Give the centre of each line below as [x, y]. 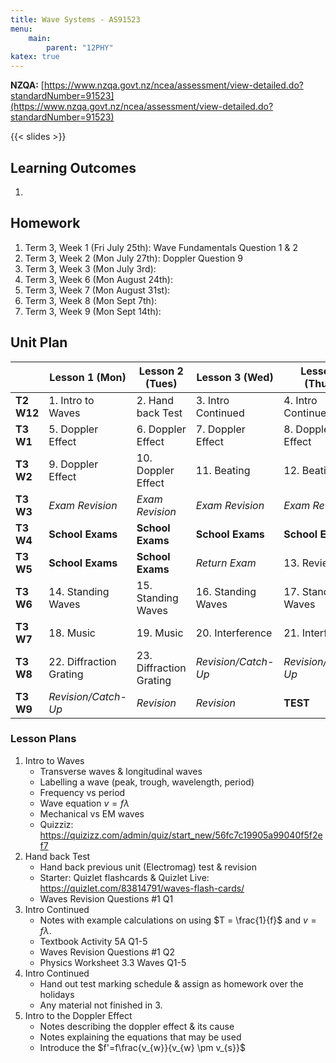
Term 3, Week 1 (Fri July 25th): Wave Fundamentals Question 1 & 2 [161, 247]
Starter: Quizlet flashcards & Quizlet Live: [124, 877]
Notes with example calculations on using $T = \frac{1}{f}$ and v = [178, 920]
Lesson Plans [43, 739]
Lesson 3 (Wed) [235, 377]
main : [40, 38]
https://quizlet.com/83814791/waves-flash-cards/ [142, 888]
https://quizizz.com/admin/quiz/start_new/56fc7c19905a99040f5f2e [181, 835]
